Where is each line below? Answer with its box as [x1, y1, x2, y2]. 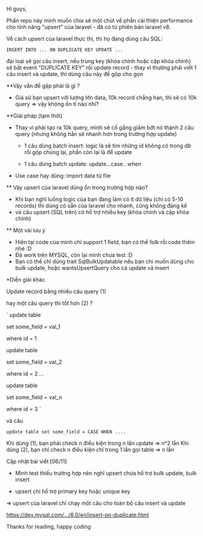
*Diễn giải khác [6, 276, 45, 283]
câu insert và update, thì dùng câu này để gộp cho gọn [6, 70, 144, 78]
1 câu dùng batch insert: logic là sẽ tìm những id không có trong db [24, 142, 191, 149]
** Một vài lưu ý [6, 227, 45, 234]
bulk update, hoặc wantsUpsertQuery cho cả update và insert [15, 264, 170, 271]
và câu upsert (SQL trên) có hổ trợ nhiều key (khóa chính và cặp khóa [15, 209, 190, 215]
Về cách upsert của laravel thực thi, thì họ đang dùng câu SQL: [6, 35, 163, 42]
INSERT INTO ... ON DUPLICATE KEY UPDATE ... [6, 47, 123, 53]
